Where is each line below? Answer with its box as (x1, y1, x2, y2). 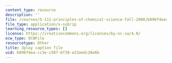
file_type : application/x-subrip (5, 21, 77, 27)
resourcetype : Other (5, 41, 50, 46)
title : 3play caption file (5, 45, 63, 50)
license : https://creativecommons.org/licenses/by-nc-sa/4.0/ (5, 31, 141, 36)
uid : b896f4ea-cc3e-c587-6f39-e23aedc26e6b (5, 50, 100, 55)
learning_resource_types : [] (5, 26, 68, 31)
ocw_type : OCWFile (5, 36, 45, 41)
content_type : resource (5, 7, 56, 13)
